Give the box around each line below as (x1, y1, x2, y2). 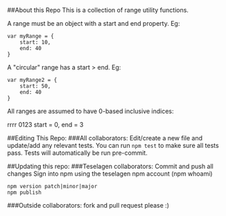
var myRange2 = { (7, 76, 58, 83)
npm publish (7, 189, 42, 196)
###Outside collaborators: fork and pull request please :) (7, 201, 170, 209)
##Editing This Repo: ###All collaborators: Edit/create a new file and (7, 134, 203, 142)
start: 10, (19, 39, 51, 46)
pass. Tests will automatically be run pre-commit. (7, 149, 148, 157)
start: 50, (19, 83, 51, 90)
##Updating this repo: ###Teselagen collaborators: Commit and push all (7, 163, 214, 170)
